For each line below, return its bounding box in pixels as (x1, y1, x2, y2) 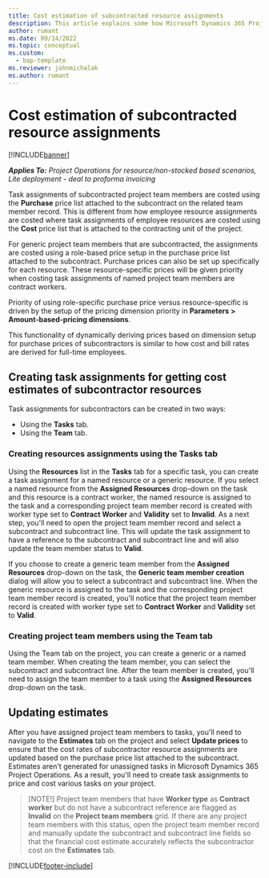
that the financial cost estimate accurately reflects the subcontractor (27, 836, 255, 846)
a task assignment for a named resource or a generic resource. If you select (8, 475, 259, 484)
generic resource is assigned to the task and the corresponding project (8, 584, 243, 594)
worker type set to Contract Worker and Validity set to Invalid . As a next (8, 509, 250, 519)
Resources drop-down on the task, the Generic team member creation (8, 567, 244, 577)
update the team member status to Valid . (8, 543, 144, 553)
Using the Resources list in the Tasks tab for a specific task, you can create (8, 467, 259, 476)
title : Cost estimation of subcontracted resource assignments (8, 11, 224, 20)
